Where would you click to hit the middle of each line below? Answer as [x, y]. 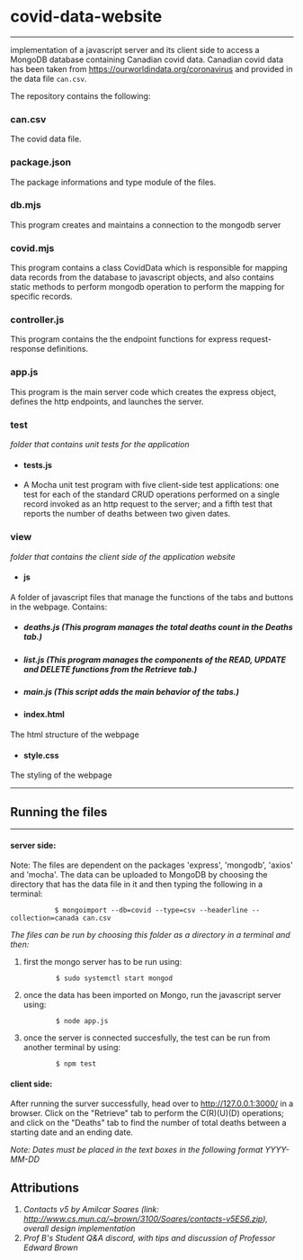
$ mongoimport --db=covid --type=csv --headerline [151, 911]
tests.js [38, 464]
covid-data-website [86, 17]
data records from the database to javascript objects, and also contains [143, 277]
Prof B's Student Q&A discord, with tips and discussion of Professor [149, 1238]
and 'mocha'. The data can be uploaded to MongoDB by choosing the [139, 875]
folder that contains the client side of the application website [123, 556]
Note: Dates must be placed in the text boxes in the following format [137, 1150]
